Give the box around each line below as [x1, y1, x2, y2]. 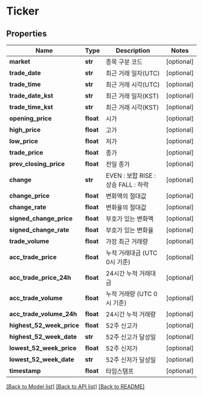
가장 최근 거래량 [105, 238, 149, 246]
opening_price [9, 114, 52, 122]
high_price [9, 126, 41, 134]
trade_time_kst [9, 103, 53, 111]
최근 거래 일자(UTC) [105, 69, 160, 77]
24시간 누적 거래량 [105, 310, 156, 318]
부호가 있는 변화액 [105, 215, 154, 223]
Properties [6, 29, 47, 39]
